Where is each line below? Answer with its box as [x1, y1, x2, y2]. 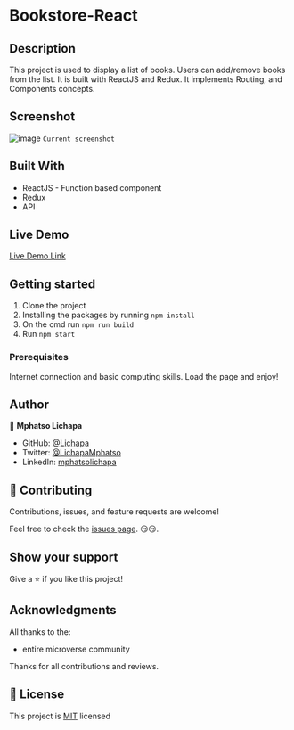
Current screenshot [43, 135, 116, 144]
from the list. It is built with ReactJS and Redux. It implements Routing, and [9, 74, 282, 85]
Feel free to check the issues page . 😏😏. [9, 523, 159, 535]
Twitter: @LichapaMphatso [21, 447, 122, 458]
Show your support [9, 549, 118, 564]
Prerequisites [9, 351, 69, 364]
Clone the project [21, 300, 86, 311]
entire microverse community [21, 644, 131, 654]
